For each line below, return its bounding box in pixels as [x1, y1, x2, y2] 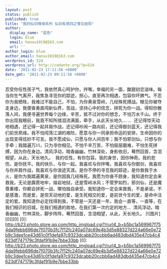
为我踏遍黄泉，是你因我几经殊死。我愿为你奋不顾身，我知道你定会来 [22, 173, 162, 179]
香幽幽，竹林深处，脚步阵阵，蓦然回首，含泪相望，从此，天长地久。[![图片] [5, 210, 161, 216]
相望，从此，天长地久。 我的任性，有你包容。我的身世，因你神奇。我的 [5, 155, 152, 161]
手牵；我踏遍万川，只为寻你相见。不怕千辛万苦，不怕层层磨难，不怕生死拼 [5, 142, 158, 148]
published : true [5, 16, 39, 21]
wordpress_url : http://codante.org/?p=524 [5, 63, 94, 68]
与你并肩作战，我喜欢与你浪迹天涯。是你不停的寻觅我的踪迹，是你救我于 [5, 167, 153, 173]
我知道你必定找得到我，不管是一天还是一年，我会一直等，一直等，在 [22, 198, 162, 204]
